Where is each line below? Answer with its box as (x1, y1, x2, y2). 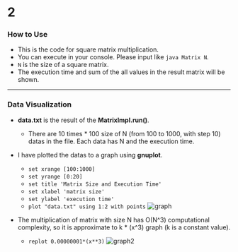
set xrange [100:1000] (28, 165, 96, 173)
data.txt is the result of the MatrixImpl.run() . (17, 116, 150, 124)
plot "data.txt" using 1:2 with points (28, 203, 147, 210)
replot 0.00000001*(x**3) (28, 238, 105, 245)
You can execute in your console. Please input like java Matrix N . (17, 53, 209, 61)
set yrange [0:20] (28, 173, 83, 180)
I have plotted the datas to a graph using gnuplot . (17, 150, 163, 159)
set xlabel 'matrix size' (28, 188, 105, 195)
